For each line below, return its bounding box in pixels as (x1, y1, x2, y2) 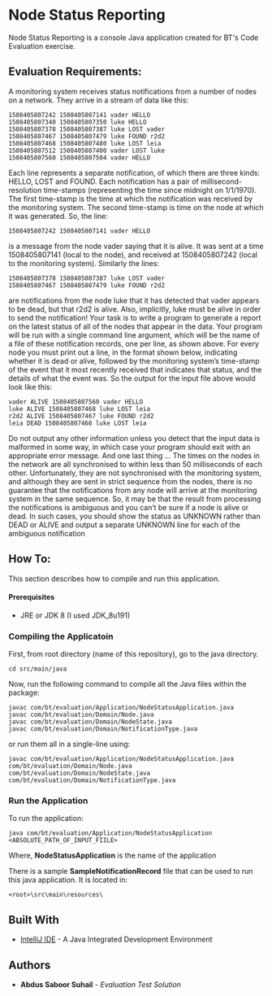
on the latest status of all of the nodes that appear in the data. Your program (8, 321, 263, 331)
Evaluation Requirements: (8, 65, 142, 79)
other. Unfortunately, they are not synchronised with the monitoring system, (8, 468, 262, 478)
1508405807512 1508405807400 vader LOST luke (8, 146, 165, 155)
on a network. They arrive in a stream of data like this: (8, 95, 189, 105)
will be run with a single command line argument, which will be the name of (8, 330, 260, 339)
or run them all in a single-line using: (8, 739, 131, 749)
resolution (8, 185, 42, 194)
